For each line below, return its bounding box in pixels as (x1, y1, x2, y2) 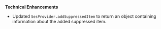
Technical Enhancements (5, 4, 58, 10)
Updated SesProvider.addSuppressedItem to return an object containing (12, 14, 157, 19)
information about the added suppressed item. (12, 19, 107, 24)
